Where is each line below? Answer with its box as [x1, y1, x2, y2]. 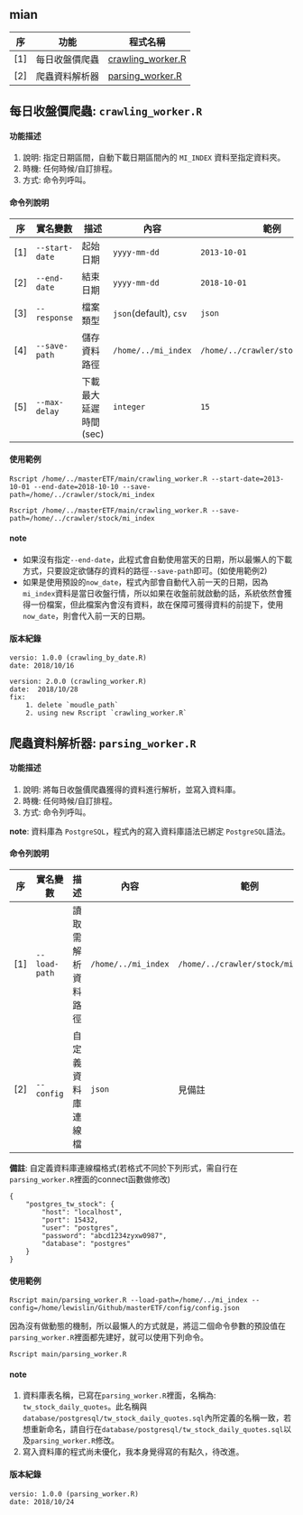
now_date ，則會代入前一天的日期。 [22, 611, 151, 622]
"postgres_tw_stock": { [25, 1200, 115, 1209]
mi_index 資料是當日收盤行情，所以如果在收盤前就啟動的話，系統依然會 [22, 588, 285, 599]
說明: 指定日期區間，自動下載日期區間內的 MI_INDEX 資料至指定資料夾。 [22, 152, 286, 163]
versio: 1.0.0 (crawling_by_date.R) [9, 653, 147, 662]
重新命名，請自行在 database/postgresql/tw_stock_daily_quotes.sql [30, 1424, 284, 1435]
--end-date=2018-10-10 [32, 482, 119, 491]
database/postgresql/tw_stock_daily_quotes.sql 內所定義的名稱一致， [22, 1412, 284, 1424]
